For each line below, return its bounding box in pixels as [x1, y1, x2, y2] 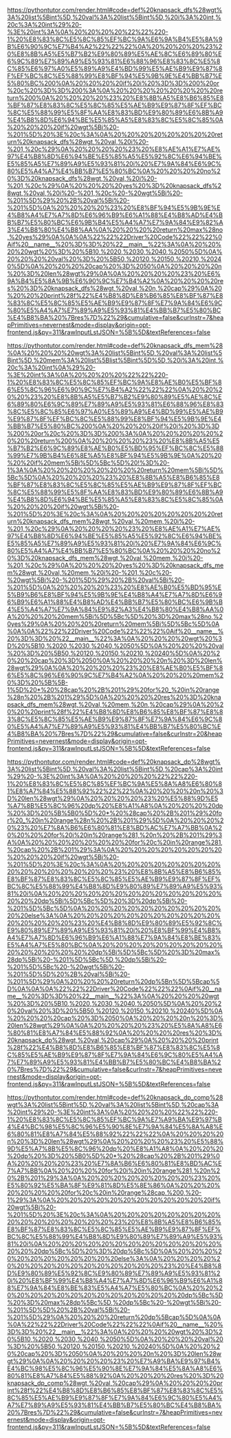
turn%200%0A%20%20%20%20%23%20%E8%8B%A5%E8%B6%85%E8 [7, 94, 224, 102]
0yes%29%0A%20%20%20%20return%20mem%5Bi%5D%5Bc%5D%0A [7, 620, 220, 628]
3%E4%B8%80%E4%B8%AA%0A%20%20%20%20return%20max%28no [7, 225, 223, 234]
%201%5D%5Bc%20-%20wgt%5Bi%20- [7, 963, 125, 971]
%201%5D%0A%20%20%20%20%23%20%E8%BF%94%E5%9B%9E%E [7, 203, 221, 212]
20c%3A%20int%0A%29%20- [7, 363, 96, 372]
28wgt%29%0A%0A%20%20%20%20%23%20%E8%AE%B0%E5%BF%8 [7, 664, 223, 671]
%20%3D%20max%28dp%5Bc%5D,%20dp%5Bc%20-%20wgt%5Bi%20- [7, 1299, 222, 1306]
